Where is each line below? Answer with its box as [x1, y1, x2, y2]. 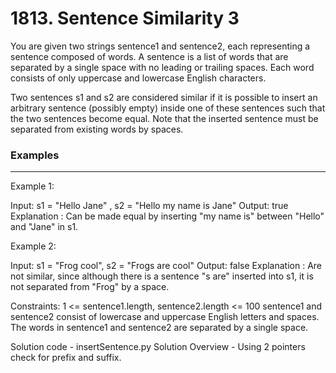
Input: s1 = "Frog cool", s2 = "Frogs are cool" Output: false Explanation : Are [10, 260, 323, 272]
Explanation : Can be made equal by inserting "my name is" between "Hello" [10, 210, 325, 222]
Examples [10, 148, 60, 162]
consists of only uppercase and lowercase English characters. [10, 72, 267, 84]
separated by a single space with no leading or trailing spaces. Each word [10, 61, 315, 73]
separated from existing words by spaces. [10, 123, 184, 135]
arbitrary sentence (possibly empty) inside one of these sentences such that [10, 102, 326, 114]
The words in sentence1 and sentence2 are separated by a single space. [10, 322, 309, 334]
